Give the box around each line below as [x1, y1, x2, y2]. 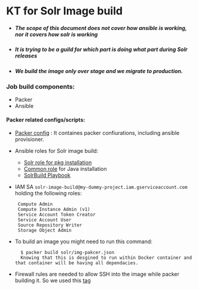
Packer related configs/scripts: [6, 116, 86, 123]
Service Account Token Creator [17, 212, 96, 218]
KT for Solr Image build [6, 4, 123, 18]
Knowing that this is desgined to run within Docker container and [20, 255, 193, 261]
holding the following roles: [14, 190, 82, 197]
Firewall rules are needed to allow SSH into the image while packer [14, 271, 179, 278]
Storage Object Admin [17, 228, 72, 234]
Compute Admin [17, 201, 53, 207]
